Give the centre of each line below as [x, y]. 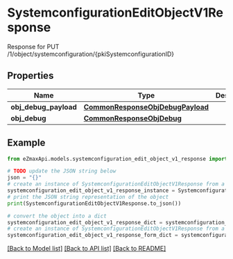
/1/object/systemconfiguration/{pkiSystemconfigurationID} [91, 54]
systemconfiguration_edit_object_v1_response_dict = [85, 222]
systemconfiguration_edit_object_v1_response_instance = [91, 191]
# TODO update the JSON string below [62, 171]
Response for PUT [33, 46]
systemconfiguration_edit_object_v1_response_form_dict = [93, 235]
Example [26, 143]
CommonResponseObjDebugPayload [146, 107]
